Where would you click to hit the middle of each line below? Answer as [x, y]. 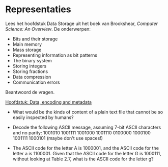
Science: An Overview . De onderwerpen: [48, 29]
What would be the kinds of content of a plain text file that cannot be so [88, 112]
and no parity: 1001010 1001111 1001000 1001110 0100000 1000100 [82, 133]
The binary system [32, 60]
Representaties [38, 9]
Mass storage [27, 50]
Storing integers [30, 66]
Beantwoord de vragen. [30, 92]
